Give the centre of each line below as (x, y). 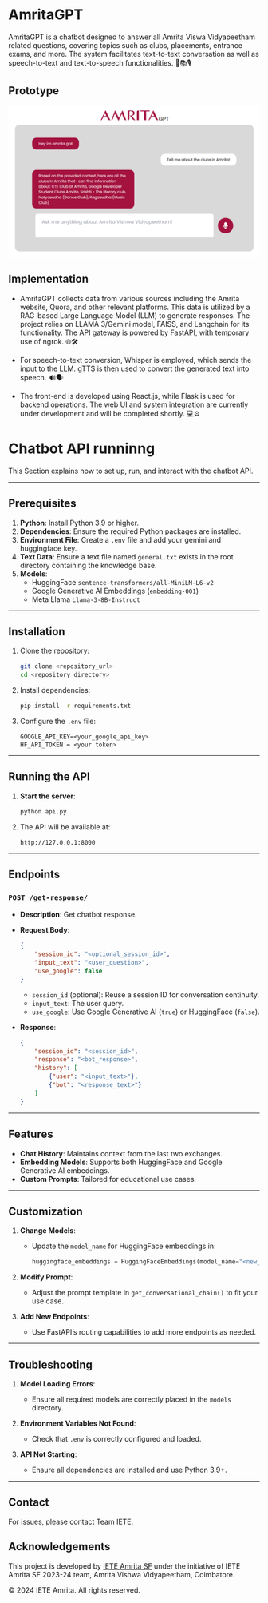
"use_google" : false (69, 971)
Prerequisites (42, 504)
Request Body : (45, 930)
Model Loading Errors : (57, 1384)
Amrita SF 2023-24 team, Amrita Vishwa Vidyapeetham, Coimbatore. (122, 1574)
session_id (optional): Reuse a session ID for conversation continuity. (146, 994)
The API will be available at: (65, 827)
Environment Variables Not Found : (78, 1423)
